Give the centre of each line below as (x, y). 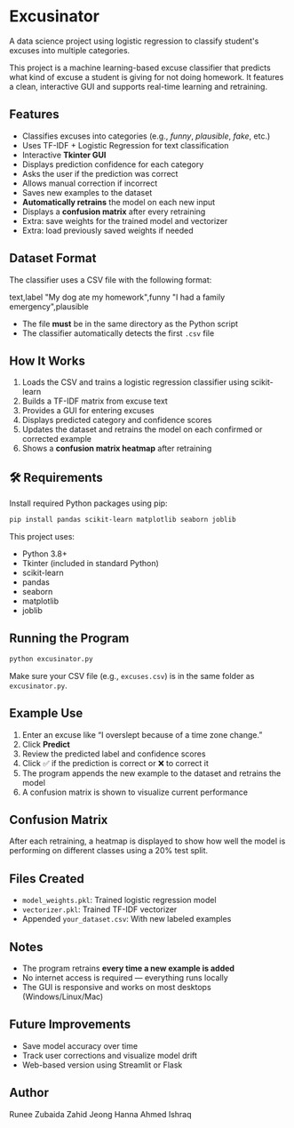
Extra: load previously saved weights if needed (107, 230)
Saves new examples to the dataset (87, 192)
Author (29, 1093)
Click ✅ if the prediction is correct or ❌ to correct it (115, 763)
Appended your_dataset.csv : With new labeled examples (127, 919)
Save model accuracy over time (80, 1045)
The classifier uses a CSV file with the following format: (111, 280)
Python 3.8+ (45, 554)
